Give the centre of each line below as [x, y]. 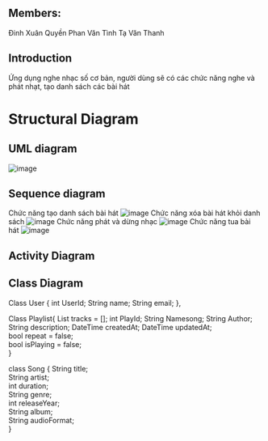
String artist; [29, 377]
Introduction [40, 59]
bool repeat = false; [41, 336]
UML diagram [43, 149]
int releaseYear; [34, 403]
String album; [31, 411]
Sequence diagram [57, 194]
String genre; [30, 394]
